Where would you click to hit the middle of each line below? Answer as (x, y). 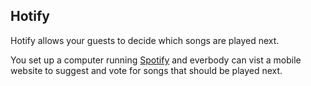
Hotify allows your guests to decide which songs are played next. (145, 40)
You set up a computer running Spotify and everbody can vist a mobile (156, 60)
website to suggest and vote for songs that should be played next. (146, 70)
